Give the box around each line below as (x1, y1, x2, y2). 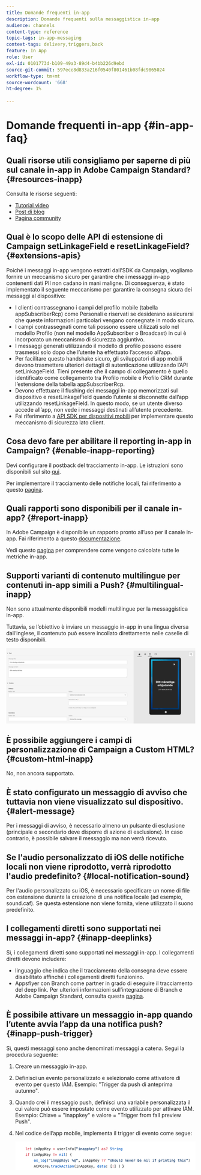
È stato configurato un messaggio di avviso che (6, 787, 188, 798)
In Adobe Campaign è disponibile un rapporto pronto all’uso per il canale (6, 529, 185, 536)
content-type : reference (6, 29, 68, 35)
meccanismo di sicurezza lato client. (14, 418, 105, 426)
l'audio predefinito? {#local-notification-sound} (6, 871, 190, 881)
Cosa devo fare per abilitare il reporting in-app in (6, 436, 192, 447)
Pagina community (14, 215, 62, 222)
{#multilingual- (125, 580, 184, 590)
